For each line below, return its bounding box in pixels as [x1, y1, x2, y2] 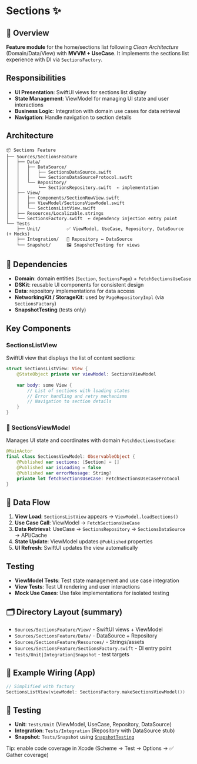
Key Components [6, 323, 71, 333]
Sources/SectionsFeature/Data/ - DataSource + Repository [14, 632, 158, 639]
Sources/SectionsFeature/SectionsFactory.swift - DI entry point [14, 645, 172, 652]
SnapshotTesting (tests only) [14, 306, 86, 313]
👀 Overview [6, 28, 49, 38]
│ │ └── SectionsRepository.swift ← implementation [6, 184, 159, 191]
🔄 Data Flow [6, 497, 51, 507]
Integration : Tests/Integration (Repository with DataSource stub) [14, 727, 175, 734]
